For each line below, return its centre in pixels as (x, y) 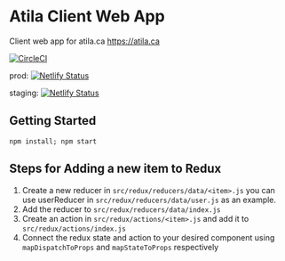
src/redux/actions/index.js (74, 229)
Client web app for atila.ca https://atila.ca (84, 41)
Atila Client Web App (87, 16)
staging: (24, 93)
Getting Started (53, 121)
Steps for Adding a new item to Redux (115, 169)
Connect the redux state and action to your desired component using (148, 237)
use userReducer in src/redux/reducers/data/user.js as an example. (149, 200)
